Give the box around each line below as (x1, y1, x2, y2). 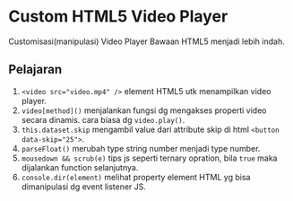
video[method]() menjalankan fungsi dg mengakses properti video (21, 105, 267, 116)
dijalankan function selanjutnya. (21, 162, 139, 172)
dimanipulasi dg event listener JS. (21, 181, 147, 192)
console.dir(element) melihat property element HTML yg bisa (21, 171, 251, 182)
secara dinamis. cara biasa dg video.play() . (21, 114, 185, 125)
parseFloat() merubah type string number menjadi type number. (21, 143, 261, 153)
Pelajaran (8, 62, 63, 77)
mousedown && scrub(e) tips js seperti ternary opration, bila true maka (21, 153, 278, 163)
